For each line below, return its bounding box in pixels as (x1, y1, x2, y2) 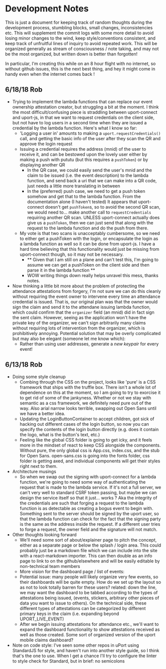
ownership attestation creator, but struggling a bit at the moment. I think (12, 104, 159, 110)
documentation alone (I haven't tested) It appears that (27, 199, 137, 205)
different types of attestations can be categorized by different (19, 605, 146, 611)
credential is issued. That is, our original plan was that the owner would (12, 298, 158, 305)
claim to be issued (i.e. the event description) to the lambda (27, 172, 149, 178)
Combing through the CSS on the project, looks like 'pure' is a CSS (19, 379, 156, 385)
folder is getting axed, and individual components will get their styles (19, 458, 161, 464)
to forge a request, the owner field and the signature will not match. (19, 526, 158, 532)
